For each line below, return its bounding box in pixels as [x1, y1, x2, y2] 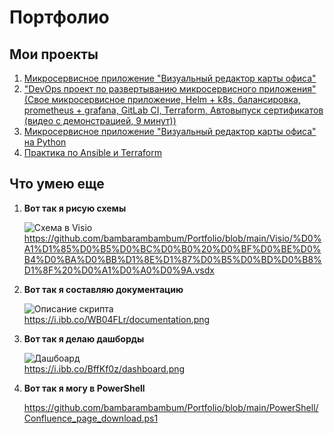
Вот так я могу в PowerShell [23, 382, 146, 394]
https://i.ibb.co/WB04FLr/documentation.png [23, 313, 211, 325]
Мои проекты [9, 46, 99, 63]
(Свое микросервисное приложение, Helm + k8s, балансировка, [23, 94, 301, 105]
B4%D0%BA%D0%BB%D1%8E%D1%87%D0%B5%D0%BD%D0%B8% [23, 253, 322, 265]
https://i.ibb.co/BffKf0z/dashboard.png [23, 362, 186, 375]
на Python [23, 136, 67, 148]
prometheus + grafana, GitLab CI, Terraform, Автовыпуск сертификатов [23, 104, 324, 116]
